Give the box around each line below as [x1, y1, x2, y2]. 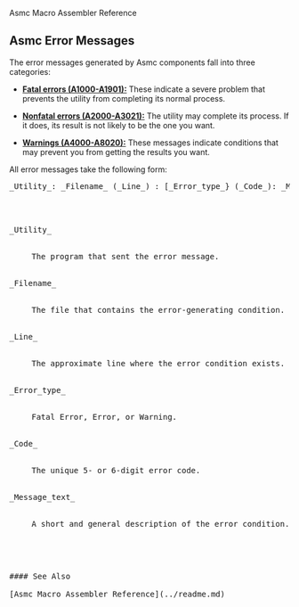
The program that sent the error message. [31, 251, 220, 261]
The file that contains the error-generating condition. [31, 305, 286, 315]
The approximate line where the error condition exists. [31, 358, 286, 368]
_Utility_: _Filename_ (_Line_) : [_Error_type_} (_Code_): [9, 181, 278, 191]
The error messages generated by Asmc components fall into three [9, 57, 255, 68]
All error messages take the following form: [9, 164, 167, 175]
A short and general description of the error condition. [31, 519, 290, 529]
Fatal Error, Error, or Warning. [31, 412, 178, 422]
